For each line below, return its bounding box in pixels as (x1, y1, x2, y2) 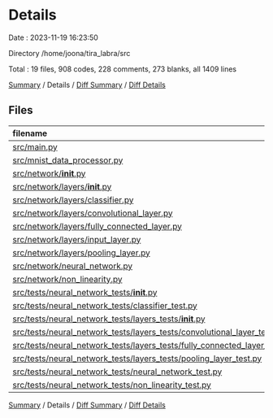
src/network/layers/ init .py (12, 181, 112, 192)
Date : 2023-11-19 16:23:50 (8, 33, 99, 42)
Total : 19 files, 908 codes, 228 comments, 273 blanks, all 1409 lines (8, 63, 237, 74)
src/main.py (12, 141, 58, 152)
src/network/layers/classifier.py (12, 194, 134, 205)
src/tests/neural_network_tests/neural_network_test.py (12, 366, 223, 377)
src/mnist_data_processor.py (12, 155, 123, 166)
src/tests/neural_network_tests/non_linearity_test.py (12, 379, 211, 390)
